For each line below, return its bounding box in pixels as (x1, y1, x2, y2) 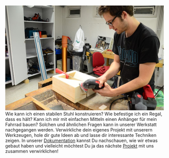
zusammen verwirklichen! (5, 148, 59, 154)
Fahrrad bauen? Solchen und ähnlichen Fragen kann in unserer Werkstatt (5, 121, 157, 127)
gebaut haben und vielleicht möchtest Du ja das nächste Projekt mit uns (5, 142, 154, 148)
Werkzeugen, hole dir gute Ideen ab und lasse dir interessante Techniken (5, 132, 157, 138)
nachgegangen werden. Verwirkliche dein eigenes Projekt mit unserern (5, 126, 152, 133)
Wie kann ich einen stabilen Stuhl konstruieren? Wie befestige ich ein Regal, (5, 111, 162, 117)
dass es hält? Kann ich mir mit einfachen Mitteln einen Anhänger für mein (5, 116, 157, 122)
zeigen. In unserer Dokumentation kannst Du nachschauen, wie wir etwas (5, 137, 158, 143)
